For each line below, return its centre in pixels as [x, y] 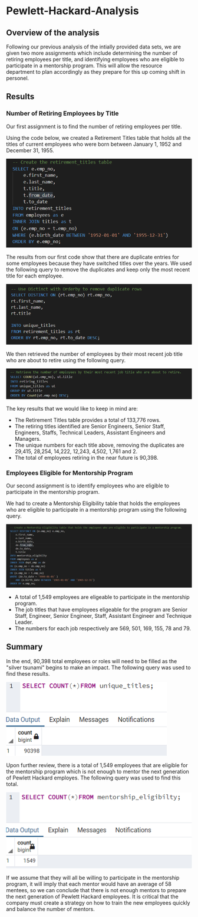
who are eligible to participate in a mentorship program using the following [96, 510]
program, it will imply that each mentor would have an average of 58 [89, 884]
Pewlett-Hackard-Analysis [73, 11]
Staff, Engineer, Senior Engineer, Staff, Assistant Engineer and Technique [103, 615]
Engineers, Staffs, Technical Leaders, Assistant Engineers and [90, 433]
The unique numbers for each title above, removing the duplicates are [99, 445]
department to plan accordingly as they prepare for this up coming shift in [96, 72]
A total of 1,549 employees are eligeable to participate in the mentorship [102, 597]
